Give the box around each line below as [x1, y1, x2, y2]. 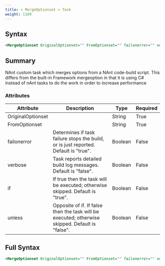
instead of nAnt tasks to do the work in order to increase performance [5, 80, 147, 86]
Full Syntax [5, 243, 40, 252]
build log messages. [53, 161, 99, 168]
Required [136, 105, 158, 112]
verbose [7, 161, 27, 168]
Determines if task [53, 129, 95, 136]
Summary [5, 56, 36, 65]
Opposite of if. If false [53, 202, 103, 209]
